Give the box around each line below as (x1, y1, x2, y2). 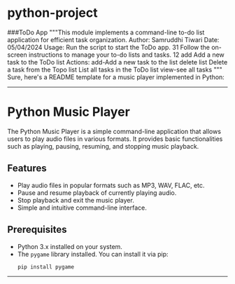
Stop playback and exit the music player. (17, 196, 134, 204)
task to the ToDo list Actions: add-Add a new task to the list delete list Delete (7, 58, 228, 66)
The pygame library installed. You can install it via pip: (17, 250, 169, 258)
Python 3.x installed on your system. (17, 242, 122, 250)
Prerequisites (7, 224, 67, 236)
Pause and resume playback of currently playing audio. (17, 188, 177, 197)
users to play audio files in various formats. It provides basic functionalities (7, 135, 223, 143)
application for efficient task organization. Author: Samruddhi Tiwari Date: (7, 35, 220, 43)
